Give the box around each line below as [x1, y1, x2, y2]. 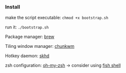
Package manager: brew [5, 34, 55, 40]
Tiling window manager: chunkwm [5, 43, 75, 49]
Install [5, 3, 21, 10]
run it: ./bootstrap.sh [5, 24, 49, 30]
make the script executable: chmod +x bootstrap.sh [5, 15, 109, 21]
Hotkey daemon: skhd [5, 53, 50, 59]
